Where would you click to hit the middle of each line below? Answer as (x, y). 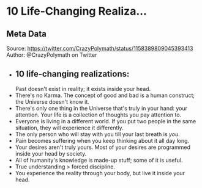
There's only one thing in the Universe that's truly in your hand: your (101, 108)
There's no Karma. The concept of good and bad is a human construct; (105, 95)
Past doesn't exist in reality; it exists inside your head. (83, 89)
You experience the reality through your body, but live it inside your (100, 173)
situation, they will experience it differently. (69, 128)
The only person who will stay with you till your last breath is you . (98, 134)
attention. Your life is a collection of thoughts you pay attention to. (98, 115)
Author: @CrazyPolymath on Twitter (52, 55)
